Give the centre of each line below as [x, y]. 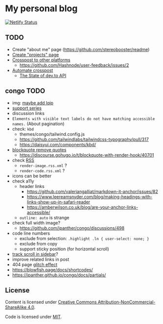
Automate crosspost [33, 70]
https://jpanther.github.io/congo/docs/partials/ [59, 275]
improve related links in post [41, 259]
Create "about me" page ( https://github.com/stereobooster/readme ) [81, 49]
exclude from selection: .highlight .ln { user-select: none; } [84, 238]
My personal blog [41, 9]
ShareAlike [16, 307]
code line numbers [31, 233]
